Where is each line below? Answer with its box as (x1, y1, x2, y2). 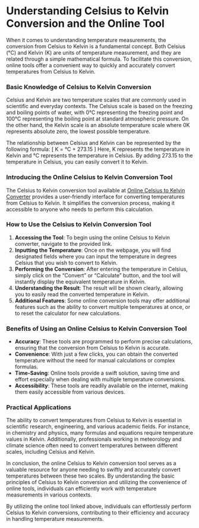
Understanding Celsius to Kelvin (6, 4, 169, 18)
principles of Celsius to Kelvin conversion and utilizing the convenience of (6, 479, 187, 486)
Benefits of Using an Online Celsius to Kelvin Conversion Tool (6, 324, 187, 333)
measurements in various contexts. (6, 491, 92, 498)
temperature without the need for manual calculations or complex (14, 357, 175, 364)
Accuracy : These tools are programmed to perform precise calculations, (14, 338, 193, 345)
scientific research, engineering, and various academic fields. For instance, (6, 423, 191, 430)
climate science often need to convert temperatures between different (6, 442, 178, 449)
